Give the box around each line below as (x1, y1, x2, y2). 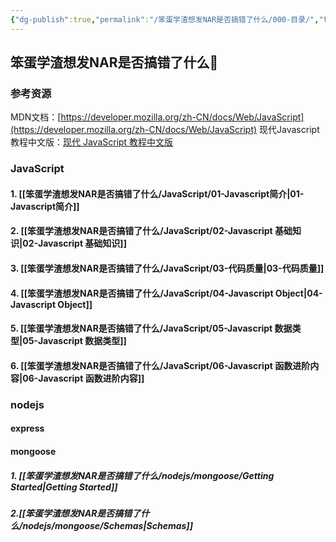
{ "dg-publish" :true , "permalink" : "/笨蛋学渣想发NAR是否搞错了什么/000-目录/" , (10, 14, 320, 25)
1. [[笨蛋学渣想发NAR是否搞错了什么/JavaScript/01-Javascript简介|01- (10, 187, 305, 200)
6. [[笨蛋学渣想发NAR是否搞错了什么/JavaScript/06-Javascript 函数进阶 (10, 359, 311, 371)
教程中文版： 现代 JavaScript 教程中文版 (10, 136, 174, 148)
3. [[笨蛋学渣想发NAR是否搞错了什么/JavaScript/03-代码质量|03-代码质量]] (10, 262, 325, 275)
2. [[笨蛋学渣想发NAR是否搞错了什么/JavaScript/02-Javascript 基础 (10, 225, 293, 237)
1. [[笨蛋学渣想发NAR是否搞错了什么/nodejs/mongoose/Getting (10, 469, 275, 481)
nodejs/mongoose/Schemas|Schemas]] (22, 519, 193, 531)
